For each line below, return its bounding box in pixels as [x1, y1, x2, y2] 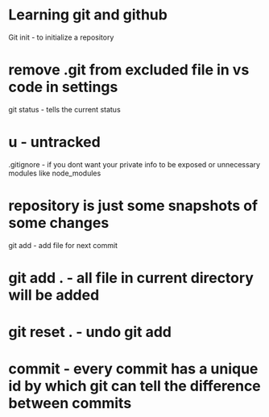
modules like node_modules [8, 168, 101, 178]
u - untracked [8, 133, 101, 151]
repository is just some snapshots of [8, 196, 259, 215]
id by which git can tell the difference [8, 377, 262, 395]
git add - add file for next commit [8, 240, 118, 250]
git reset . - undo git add [8, 323, 172, 341]
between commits [8, 394, 132, 413]
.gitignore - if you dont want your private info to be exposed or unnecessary [8, 159, 260, 169]
